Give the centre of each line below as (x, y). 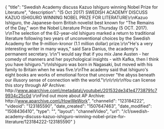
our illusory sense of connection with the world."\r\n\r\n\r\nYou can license (80, 80)
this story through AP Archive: (35, 85)
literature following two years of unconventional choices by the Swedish (78, 38)
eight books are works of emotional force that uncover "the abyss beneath (80, 75)
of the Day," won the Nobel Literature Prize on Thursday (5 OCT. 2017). (77, 28)
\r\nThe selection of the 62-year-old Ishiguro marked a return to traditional (80, 33)
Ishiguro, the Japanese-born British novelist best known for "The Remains (80, 23)
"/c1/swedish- (135, 111)
